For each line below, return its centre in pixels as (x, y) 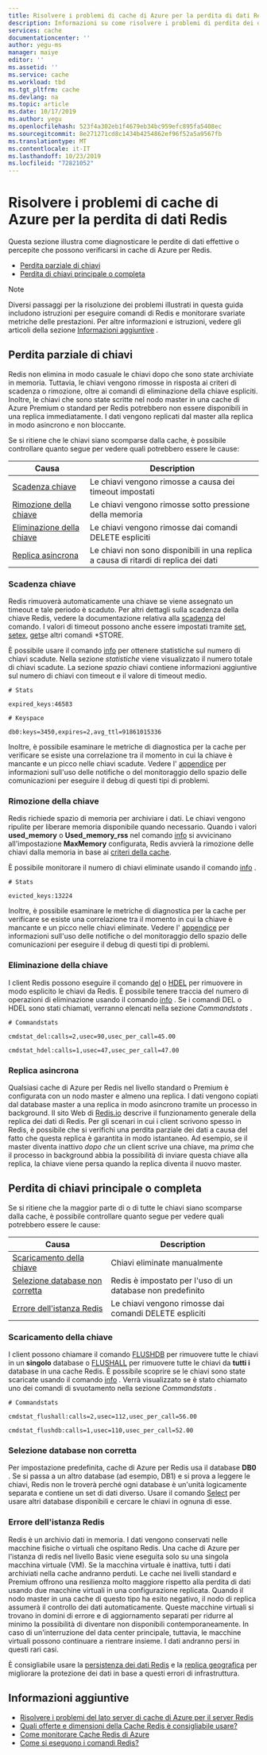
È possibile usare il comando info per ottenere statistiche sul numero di (124, 651)
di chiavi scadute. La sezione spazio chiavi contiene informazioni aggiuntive (133, 668)
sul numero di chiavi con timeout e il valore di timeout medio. (108, 676)
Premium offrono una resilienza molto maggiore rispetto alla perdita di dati (130, 1582)
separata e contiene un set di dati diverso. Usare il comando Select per (124, 1493)
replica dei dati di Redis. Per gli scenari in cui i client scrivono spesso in (125, 1122)
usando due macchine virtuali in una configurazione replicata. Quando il (126, 1590)
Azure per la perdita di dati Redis (118, 220)
